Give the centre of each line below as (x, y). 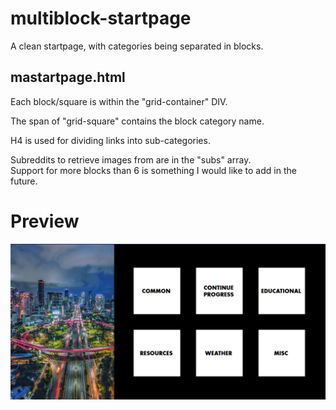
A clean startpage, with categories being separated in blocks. (137, 46)
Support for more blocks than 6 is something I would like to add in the (153, 170)
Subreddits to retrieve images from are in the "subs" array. (131, 159)
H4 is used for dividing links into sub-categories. (110, 140)
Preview (45, 221)
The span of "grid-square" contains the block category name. (137, 121)
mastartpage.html (68, 77)
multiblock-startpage (101, 18)
